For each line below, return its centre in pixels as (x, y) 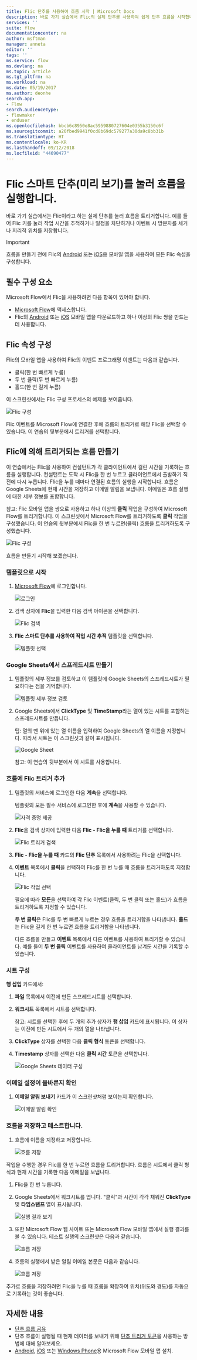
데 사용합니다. (30, 324)
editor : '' (19, 50)
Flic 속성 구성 (29, 344)
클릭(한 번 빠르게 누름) (40, 372)
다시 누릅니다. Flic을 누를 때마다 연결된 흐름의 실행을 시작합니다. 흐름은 (98, 482)
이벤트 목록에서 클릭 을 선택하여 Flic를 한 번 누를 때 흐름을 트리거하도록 (94, 867)
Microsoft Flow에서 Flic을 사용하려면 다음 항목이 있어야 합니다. (78, 297)
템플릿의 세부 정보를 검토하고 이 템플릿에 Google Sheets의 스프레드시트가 (99, 679)
